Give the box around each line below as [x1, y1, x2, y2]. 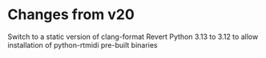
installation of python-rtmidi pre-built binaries [7, 40, 158, 49]
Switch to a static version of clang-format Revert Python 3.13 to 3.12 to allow [7, 32, 259, 41]
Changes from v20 [7, 6, 135, 24]
